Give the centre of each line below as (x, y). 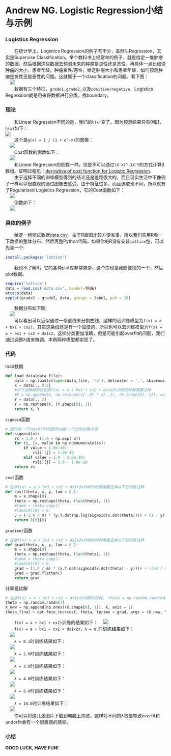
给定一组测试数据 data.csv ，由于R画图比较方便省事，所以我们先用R (84, 235)
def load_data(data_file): (34, 376)
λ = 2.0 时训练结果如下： (40, 654)
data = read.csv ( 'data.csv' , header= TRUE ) (51, 288)
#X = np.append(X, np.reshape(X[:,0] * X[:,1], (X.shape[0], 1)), (86, 395)
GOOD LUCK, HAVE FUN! (32, 748)
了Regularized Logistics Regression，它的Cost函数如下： (65, 190)
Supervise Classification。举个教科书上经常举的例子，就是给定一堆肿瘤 (89, 58)
